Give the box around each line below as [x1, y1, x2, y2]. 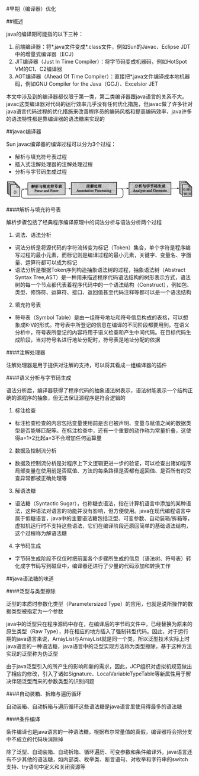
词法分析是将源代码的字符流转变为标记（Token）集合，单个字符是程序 [14, 243, 185, 251]
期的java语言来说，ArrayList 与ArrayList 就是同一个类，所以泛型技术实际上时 [6, 635, 190, 642]
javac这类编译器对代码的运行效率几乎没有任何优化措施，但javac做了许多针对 [6, 101, 193, 107]
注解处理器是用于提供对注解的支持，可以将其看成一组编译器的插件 [6, 361, 167, 368]
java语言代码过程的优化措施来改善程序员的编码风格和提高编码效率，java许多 [6, 108, 192, 115]
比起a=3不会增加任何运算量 [34, 434, 102, 442]
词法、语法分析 [14, 231, 52, 238]
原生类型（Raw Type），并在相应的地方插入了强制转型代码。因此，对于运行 [6, 627, 188, 635]
